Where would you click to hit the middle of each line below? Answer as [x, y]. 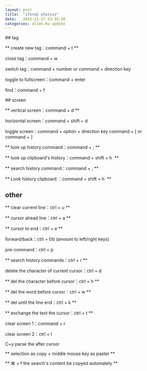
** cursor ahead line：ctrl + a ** [38, 218]
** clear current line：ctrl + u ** [38, 208]
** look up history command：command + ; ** [53, 148]
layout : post [19, 10]
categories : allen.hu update [35, 24]
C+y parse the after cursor [32, 344]
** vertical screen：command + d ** [42, 110]
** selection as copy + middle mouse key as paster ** [60, 354]
